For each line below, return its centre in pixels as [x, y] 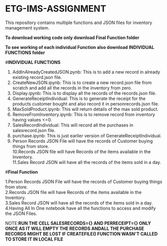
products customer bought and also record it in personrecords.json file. [86, 103]
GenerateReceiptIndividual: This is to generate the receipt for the [79, 98]
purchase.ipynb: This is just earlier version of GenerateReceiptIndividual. [87, 135]
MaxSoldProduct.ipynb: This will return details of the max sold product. [85, 109]
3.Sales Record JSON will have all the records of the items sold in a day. [79, 202]
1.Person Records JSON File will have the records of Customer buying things [84, 181]
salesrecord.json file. [34, 130]
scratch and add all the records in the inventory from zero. [72, 87]
